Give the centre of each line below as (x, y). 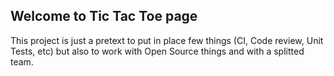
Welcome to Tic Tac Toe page (104, 16)
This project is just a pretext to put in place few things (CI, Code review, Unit (167, 40)
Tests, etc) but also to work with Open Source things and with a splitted (157, 51)
